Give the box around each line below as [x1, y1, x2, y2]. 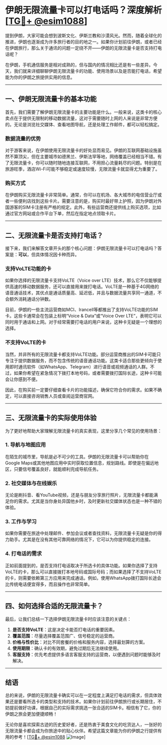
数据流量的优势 [5, 135, 41, 142]
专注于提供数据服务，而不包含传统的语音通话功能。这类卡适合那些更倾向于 [5, 357, 158, 363]
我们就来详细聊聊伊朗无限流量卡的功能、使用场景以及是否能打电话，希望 [13, 68, 162, 74]
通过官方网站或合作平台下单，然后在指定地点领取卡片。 [5, 211, 118, 216]
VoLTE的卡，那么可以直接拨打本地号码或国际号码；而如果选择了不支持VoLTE [5, 568, 162, 575]
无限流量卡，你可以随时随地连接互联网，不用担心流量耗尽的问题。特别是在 [9, 160, 162, 166]
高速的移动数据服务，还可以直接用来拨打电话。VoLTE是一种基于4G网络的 [9, 284, 159, 290]
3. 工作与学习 [5, 518, 37, 525]
